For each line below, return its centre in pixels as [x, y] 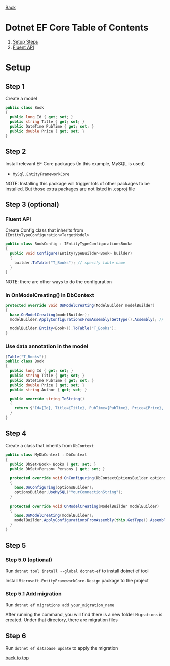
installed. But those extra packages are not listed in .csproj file [70, 189]
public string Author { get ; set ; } [48, 390]
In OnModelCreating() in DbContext [50, 295]
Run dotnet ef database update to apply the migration [62, 648]
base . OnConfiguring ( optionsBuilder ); [54, 487]
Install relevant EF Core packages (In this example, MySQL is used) [75, 163]
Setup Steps [25, 41]
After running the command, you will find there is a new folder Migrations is [84, 614]
